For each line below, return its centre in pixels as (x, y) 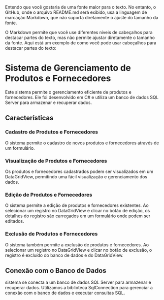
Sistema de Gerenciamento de (68, 68)
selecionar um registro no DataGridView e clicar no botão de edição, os (78, 211)
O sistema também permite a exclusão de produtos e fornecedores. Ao (77, 245)
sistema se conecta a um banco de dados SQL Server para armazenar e (78, 282)
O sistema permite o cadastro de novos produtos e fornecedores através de (82, 143)
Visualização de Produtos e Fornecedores (56, 161)
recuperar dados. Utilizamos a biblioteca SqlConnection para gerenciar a (79, 288)
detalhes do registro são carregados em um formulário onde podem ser (78, 216)
